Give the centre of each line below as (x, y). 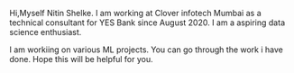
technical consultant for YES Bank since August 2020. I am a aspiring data (147, 23)
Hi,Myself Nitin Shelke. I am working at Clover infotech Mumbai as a (135, 13)
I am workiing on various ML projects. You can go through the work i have (147, 50)
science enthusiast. (46, 32)
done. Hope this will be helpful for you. (81, 59)
